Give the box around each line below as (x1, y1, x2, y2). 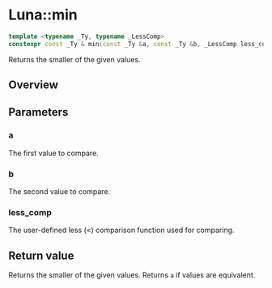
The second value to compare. (8, 187, 111, 197)
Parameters (8, 105, 69, 119)
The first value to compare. (8, 148, 99, 158)
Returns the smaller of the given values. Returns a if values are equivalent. (8, 270, 256, 280)
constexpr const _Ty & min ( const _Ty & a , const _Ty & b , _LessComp (8, 40, 237, 48)
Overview (8, 78, 59, 92)
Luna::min (8, 6, 79, 24)
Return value (8, 248, 74, 262)
